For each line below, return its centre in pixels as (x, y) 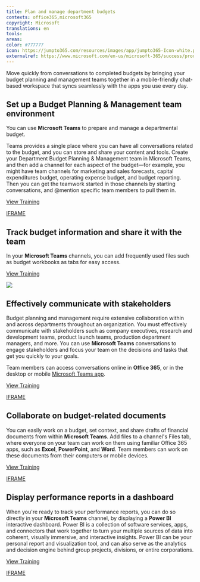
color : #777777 (25, 45)
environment (30, 114)
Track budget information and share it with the (94, 232)
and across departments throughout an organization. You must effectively (97, 324)
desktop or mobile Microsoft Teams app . (56, 374)
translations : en (28, 28)
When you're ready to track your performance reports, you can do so (91, 512)
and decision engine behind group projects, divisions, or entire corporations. (100, 550)
